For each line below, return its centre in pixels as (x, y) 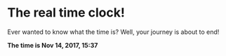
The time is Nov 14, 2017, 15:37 (53, 45)
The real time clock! (66, 13)
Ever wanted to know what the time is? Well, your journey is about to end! (113, 32)
